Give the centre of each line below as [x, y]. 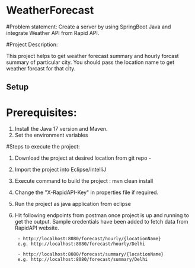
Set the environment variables [51, 135]
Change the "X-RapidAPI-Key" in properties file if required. [87, 192]
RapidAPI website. [37, 228]
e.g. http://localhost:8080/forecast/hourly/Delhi [81, 244]
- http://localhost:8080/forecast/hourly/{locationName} [89, 239]
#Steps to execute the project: [43, 147]
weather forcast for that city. [41, 68]
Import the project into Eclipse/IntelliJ [60, 170]
